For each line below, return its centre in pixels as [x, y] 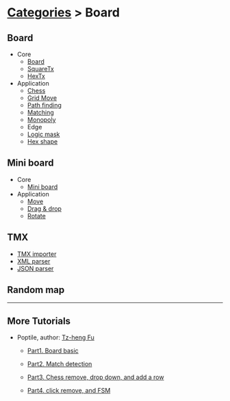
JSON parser [35, 268]
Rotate [36, 216]
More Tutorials [39, 321]
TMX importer [37, 254]
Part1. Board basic [53, 351]
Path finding [44, 105]
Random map [36, 290]
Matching [41, 112]
